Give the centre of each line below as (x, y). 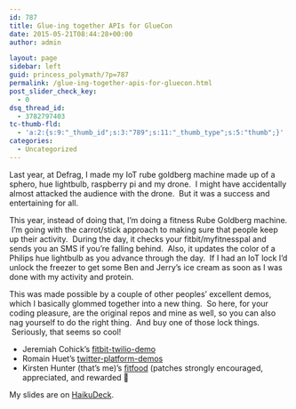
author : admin (36, 42)
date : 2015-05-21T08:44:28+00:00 (71, 34)
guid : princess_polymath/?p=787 (69, 75)
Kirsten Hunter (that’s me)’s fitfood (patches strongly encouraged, (143, 368)
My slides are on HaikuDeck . (61, 394)
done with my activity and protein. (72, 277)
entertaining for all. (44, 203)
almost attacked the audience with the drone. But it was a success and (140, 193)
